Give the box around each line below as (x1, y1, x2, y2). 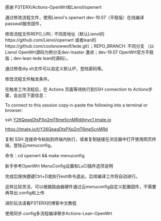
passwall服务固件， (5, 21, 44, 26)
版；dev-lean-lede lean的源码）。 (5, 55, 71, 61)
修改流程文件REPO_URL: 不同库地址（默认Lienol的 (5, 31, 105, 37)
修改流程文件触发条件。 (5, 76, 52, 82)
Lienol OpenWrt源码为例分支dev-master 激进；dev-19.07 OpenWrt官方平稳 (5, 49, 154, 55)
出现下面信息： (17, 92, 48, 98)
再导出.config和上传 (5, 190, 45, 196)
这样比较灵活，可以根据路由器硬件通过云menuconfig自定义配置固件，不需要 (5, 184, 157, 189)
